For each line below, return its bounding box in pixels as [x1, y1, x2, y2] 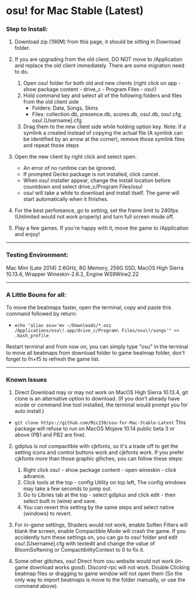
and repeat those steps [23, 142, 79, 149]
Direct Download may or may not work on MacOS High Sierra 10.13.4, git [14, 389, 188, 396]
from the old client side [23, 98, 79, 105]
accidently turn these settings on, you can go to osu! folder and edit [14, 534, 178, 541]
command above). [14, 583, 58, 590]
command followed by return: [6, 310, 77, 317]
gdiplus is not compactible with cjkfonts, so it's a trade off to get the [14, 443, 178, 450]
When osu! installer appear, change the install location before [23, 177, 171, 184]
